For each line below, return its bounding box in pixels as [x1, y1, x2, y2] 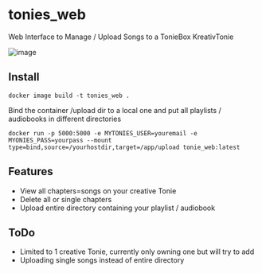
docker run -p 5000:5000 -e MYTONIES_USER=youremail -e [8, 129, 197, 137]
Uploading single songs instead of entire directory [19, 255, 185, 265]
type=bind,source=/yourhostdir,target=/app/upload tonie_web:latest [8, 143, 240, 151]
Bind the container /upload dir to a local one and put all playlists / [8, 105, 221, 115]
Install [8, 70, 40, 84]
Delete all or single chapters [19, 194, 112, 204]
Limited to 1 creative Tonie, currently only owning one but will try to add [19, 247, 255, 256]
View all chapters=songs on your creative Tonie [19, 185, 177, 196]
